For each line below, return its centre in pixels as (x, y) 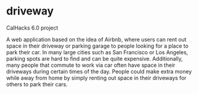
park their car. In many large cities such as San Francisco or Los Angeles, (97, 52)
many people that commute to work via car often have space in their (91, 65)
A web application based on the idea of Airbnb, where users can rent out (96, 39)
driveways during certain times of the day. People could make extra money (99, 71)
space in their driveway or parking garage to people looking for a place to (97, 46)
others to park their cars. (37, 84)
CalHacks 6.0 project (32, 28)
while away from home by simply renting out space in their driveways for (96, 78)
